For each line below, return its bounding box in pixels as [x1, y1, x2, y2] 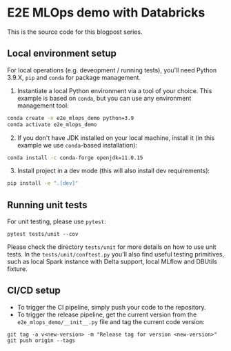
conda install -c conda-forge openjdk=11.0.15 [7, 154, 143, 161]
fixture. [7, 265, 28, 273]
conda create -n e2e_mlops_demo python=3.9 [7, 114, 134, 121]
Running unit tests [7, 199, 88, 211]
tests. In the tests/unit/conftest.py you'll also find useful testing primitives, [7, 250, 225, 259]
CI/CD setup [7, 285, 61, 297]
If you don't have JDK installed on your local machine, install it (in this [17, 133, 215, 142]
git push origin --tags [7, 337, 76, 344]
